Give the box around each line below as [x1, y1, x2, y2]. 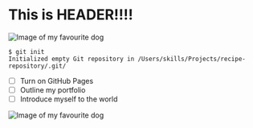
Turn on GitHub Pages [19, 76, 94, 85]
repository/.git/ [8, 62, 67, 70]
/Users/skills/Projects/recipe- [137, 55, 247, 63]
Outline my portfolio [19, 85, 86, 94]
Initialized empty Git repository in [8, 55, 135, 63]
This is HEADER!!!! [8, 6, 134, 24]
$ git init [8, 47, 45, 56]
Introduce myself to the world [19, 94, 118, 104]
